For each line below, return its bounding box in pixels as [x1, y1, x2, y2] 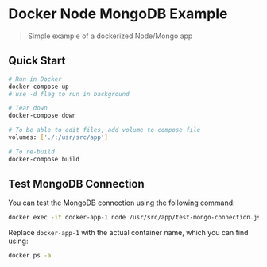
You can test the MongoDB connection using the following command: [8, 198, 236, 207]
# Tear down [8, 104, 48, 112]
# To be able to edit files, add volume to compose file [8, 126, 201, 134]
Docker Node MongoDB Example [8, 5, 228, 23]
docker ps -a [8, 252, 52, 260]
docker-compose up [8, 83, 69, 91]
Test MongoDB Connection [8, 177, 145, 191]
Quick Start [8, 54, 66, 68]
